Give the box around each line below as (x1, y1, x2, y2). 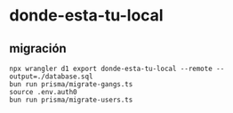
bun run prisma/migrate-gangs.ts (9, 80, 133, 89)
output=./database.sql (9, 72, 93, 81)
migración (9, 41, 67, 56)
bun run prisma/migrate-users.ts (9, 95, 133, 104)
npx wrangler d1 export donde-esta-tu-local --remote (9, 64, 213, 73)
